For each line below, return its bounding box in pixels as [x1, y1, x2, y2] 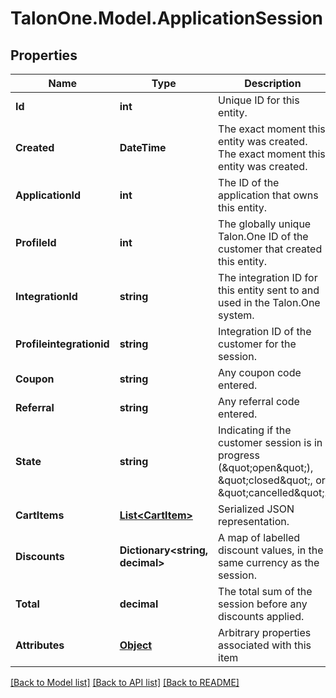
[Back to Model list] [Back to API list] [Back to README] [10, 677, 240, 688]
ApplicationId [15, 188, 82, 202]
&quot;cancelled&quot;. [218, 486, 328, 499]
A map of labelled [218, 531, 301, 544]
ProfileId [15, 236, 57, 249]
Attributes [15, 638, 65, 652]
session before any [218, 597, 308, 611]
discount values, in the [218, 543, 324, 557]
